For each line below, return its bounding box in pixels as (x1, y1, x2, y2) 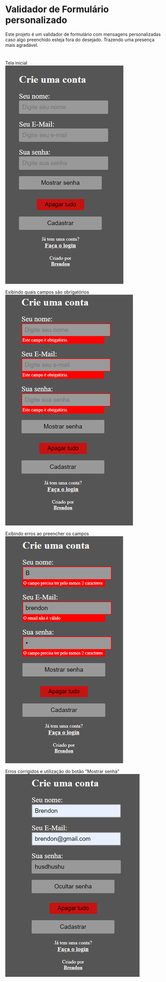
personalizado (5, 14, 68, 26)
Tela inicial (5, 60, 27, 66)
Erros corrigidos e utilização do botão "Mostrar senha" (5, 768, 120, 775)
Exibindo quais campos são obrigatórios (5, 289, 89, 295)
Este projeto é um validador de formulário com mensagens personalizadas (5, 31, 161, 37)
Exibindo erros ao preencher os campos (5, 530, 89, 537)
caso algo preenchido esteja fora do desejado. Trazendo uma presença (5, 37, 155, 43)
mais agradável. (5, 42, 39, 48)
